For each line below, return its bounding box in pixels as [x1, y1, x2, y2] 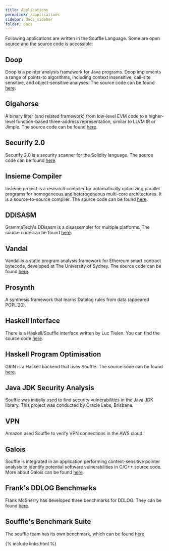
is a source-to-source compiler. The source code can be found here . [5, 196, 148, 202]
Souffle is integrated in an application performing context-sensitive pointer [5, 458, 160, 464]
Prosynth [5, 283, 35, 291]
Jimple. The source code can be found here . [5, 123, 98, 130]
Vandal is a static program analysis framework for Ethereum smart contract [5, 258, 161, 264]
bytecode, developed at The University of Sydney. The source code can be [5, 263, 161, 269]
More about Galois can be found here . [5, 469, 84, 475]
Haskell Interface [5, 317, 61, 325]
